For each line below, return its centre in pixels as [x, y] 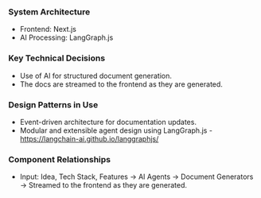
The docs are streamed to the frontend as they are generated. [121, 84]
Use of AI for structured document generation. [96, 76]
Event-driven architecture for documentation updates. [108, 122]
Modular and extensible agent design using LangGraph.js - [116, 130]
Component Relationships [60, 159]
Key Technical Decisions [57, 58]
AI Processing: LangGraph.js [66, 37]
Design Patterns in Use [53, 104]
